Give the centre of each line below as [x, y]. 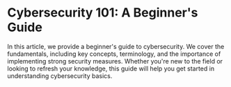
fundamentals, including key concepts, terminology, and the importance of [114, 54]
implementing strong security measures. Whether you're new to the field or [115, 61]
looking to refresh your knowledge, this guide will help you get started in [111, 68]
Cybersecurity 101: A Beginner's [103, 13]
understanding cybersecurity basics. [60, 76]
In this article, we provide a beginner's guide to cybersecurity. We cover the [116, 46]
